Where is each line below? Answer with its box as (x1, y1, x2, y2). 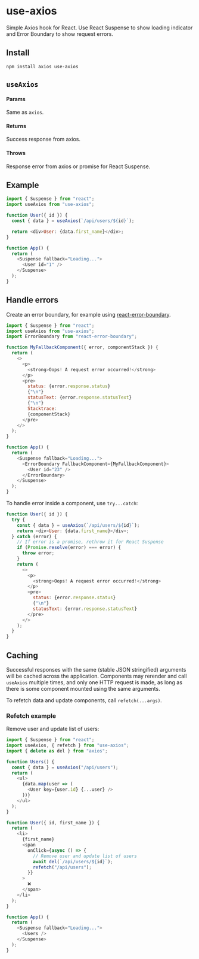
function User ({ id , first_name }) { (6, 820, 100, 826)
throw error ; (21, 550, 55, 556)
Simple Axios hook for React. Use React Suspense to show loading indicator (6, 24, 193, 31)
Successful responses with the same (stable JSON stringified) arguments (6, 666, 186, 673)
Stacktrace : (27, 405, 58, 411)
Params (6, 95, 26, 102)
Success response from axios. (6, 136, 80, 143)
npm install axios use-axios (6, 63, 79, 69)
